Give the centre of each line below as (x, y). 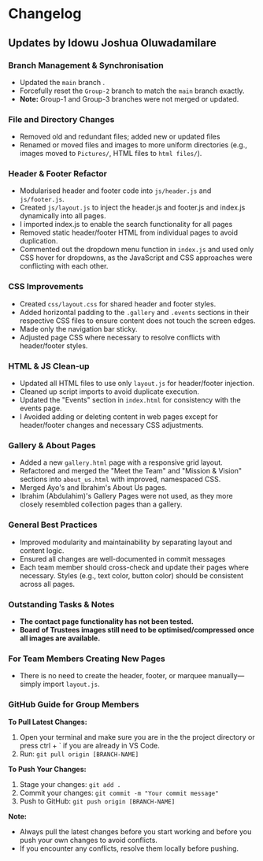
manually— (226, 676)
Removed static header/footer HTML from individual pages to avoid (129, 232)
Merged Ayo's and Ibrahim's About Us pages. (93, 488)
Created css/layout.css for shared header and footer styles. (118, 303)
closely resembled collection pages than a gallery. (101, 504)
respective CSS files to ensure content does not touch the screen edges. (137, 321)
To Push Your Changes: (47, 769)
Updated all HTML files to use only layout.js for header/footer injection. (137, 384)
